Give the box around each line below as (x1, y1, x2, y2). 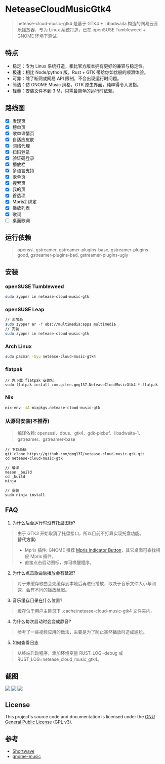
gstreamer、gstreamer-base (17, 436, 76, 442)
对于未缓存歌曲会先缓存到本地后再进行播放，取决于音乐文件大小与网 (17, 580, 156, 586)
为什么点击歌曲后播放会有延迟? (12, 570, 76, 576)
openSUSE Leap (5, 306, 44, 313)
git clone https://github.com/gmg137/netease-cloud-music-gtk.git (5, 451, 145, 456)
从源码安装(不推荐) (5, 418, 50, 425)
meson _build (5, 470, 32, 475)
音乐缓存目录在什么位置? (12, 597, 63, 603)
